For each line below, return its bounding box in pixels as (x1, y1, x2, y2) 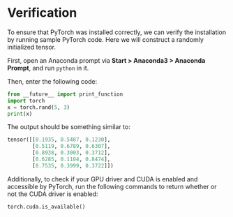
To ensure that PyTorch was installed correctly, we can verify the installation (7, 28, 227, 36)
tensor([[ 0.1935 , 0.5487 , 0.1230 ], (7, 136, 111, 144)
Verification (7, 5, 77, 21)
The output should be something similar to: (7, 123, 130, 131)
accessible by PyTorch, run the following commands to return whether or (7, 182, 218, 190)
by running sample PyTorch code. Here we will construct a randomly (7, 35, 204, 43)
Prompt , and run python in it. (7, 63, 89, 72)
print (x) (7, 110, 33, 117)
